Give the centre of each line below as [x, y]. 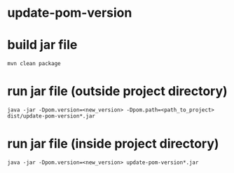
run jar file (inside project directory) [113, 144]
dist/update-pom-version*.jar [51, 116]
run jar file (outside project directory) [117, 91]
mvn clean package [34, 64]
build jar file [42, 45]
